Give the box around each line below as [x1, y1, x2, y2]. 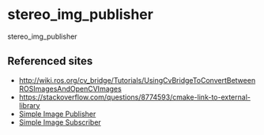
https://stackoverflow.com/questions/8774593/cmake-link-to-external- [18, 92, 251, 102]
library [18, 100, 40, 110]
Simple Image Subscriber [18, 117, 102, 127]
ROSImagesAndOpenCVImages [18, 84, 122, 93]
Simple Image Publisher [18, 109, 96, 118]
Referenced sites [7, 54, 93, 68]
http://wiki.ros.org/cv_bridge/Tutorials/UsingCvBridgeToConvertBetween [18, 75, 256, 84]
